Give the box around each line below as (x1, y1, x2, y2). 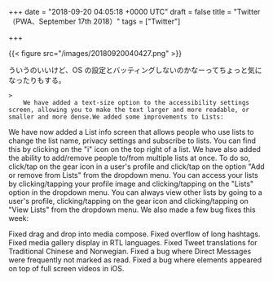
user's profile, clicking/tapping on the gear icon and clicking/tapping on (8, 197, 249, 205)
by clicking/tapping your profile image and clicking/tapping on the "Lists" (8, 179, 254, 188)
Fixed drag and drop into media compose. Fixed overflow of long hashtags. (8, 229, 261, 239)
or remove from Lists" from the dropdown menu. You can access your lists (8, 171, 258, 179)
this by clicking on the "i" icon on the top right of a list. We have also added (8, 145, 261, 153)
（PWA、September (8, 16, 77, 26)
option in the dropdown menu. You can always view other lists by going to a (8, 188, 262, 197)
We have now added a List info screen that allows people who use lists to (8, 128, 254, 136)
